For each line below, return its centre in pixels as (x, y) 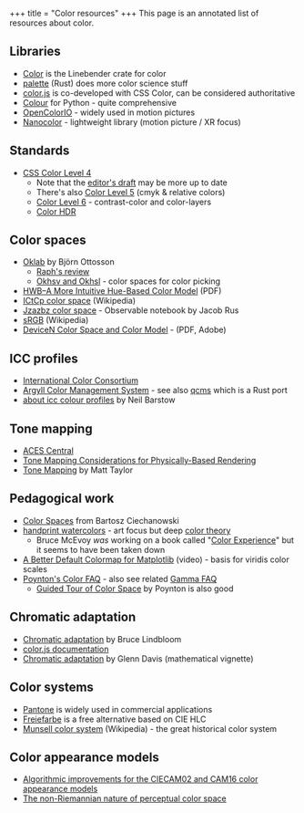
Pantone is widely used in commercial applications (117, 709)
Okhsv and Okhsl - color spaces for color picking (128, 281)
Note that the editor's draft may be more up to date (132, 182)
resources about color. (52, 23)
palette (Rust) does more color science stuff (105, 83)
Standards (40, 151)
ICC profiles (44, 358)
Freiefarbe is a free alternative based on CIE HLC (114, 719)
